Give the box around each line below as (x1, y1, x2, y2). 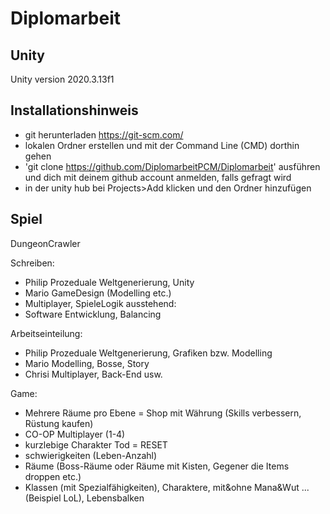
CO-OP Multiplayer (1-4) (24, 428, 126, 440)
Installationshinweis (10, 102, 139, 119)
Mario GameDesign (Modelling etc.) (24, 287, 172, 299)
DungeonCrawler (10, 237, 81, 249)
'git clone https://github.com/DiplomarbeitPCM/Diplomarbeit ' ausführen (24, 160, 321, 172)
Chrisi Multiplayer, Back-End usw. (24, 368, 163, 380)
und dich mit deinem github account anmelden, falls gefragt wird (24, 171, 292, 183)
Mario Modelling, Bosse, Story (24, 357, 150, 369)
